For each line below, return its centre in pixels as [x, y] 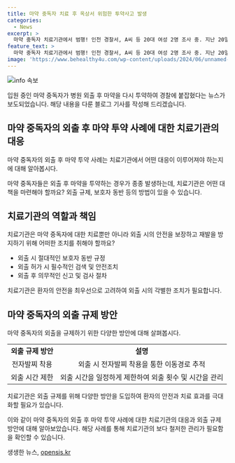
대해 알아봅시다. [36, 168]
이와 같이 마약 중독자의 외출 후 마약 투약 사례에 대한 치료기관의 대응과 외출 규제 [114, 420]
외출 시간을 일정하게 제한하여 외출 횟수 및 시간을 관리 [142, 377]
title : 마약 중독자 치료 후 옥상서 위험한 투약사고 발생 [77, 14]
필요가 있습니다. [42, 405]
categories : [24, 20]
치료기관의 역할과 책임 [52, 216]
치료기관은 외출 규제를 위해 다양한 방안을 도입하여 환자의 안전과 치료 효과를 [109, 396]
